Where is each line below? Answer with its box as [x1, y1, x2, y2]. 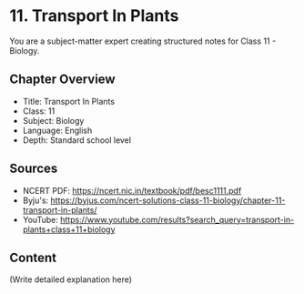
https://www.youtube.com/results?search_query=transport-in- [60, 214, 295, 225]
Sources [9, 161, 58, 177]
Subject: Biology [22, 115, 85, 126]
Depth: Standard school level [22, 134, 132, 146]
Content [9, 249, 57, 265]
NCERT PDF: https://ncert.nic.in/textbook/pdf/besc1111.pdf [22, 185, 242, 196]
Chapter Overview [9, 72, 116, 87]
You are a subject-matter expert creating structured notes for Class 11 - [9, 35, 277, 46]
